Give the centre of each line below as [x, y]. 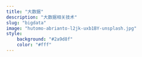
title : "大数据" [25, 12]
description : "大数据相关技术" [42, 17]
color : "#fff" [34, 45]
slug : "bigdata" [26, 23]
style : [14, 34]
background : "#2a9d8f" [45, 39]
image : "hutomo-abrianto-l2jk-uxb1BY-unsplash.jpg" [71, 28]
